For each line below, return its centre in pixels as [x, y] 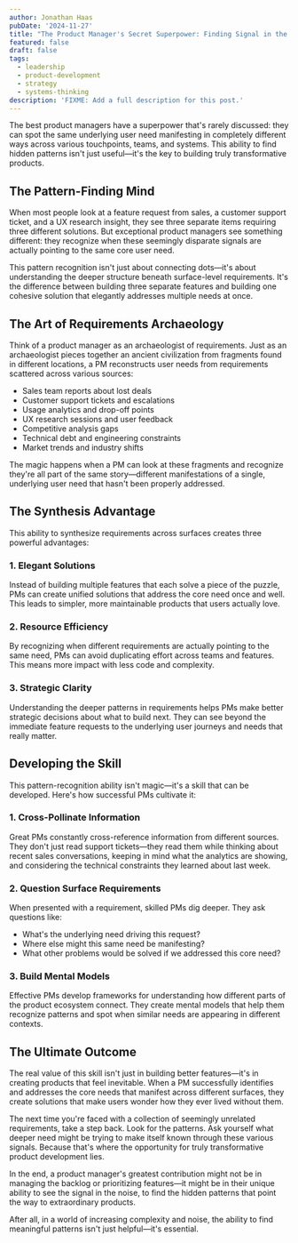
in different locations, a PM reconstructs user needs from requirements [139, 364]
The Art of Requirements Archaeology [117, 324]
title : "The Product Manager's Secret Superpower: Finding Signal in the [149, 34]
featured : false [39, 42]
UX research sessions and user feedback [98, 419]
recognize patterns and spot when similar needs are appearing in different [145, 1014]
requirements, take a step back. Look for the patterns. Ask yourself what [141, 1128]
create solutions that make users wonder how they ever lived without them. [146, 1102]
